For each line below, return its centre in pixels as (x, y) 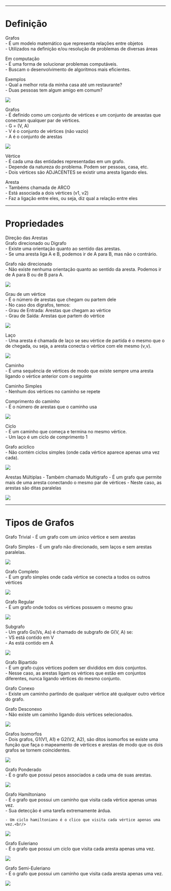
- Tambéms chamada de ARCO (38, 187)
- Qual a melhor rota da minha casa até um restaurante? (64, 85)
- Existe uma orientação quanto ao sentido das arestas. (63, 248)
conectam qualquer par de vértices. (43, 120)
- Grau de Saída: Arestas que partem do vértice (55, 316)
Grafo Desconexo (24, 709)
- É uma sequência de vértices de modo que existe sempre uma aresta (79, 371)
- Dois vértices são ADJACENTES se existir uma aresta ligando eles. (77, 172)
